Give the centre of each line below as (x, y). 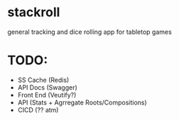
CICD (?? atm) (38, 109)
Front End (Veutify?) (47, 95)
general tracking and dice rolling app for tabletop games (89, 32)
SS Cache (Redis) (43, 80)
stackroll (34, 12)
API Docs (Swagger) (48, 87)
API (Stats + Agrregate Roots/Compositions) (82, 102)
